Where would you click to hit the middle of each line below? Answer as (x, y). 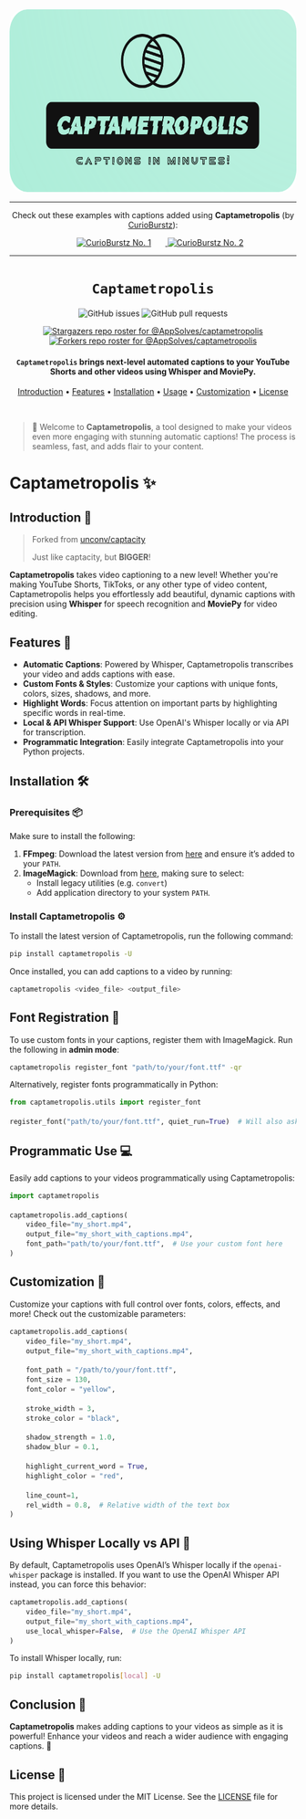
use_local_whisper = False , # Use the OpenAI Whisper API (136, 1631)
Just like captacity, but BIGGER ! (92, 557)
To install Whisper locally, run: (66, 1658)
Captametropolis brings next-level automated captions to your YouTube (153, 362)
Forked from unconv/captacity (88, 540)
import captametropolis (55, 1195)
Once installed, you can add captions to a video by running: (121, 971)
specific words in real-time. (74, 712)
